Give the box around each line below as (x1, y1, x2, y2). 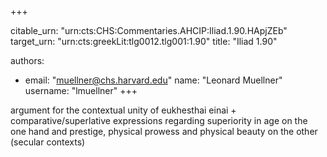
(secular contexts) (10, 136, 86, 148)
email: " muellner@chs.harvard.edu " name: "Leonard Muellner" (24, 74, 283, 86)
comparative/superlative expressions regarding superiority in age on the (10, 115, 308, 126)
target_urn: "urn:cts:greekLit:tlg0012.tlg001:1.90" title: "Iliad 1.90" (10, 36, 278, 47)
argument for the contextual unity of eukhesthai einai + (10, 104, 237, 116)
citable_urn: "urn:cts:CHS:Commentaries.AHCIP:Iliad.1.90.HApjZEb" (10, 25, 288, 36)
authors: (10, 55, 45, 66)
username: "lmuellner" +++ (24, 85, 138, 96)
